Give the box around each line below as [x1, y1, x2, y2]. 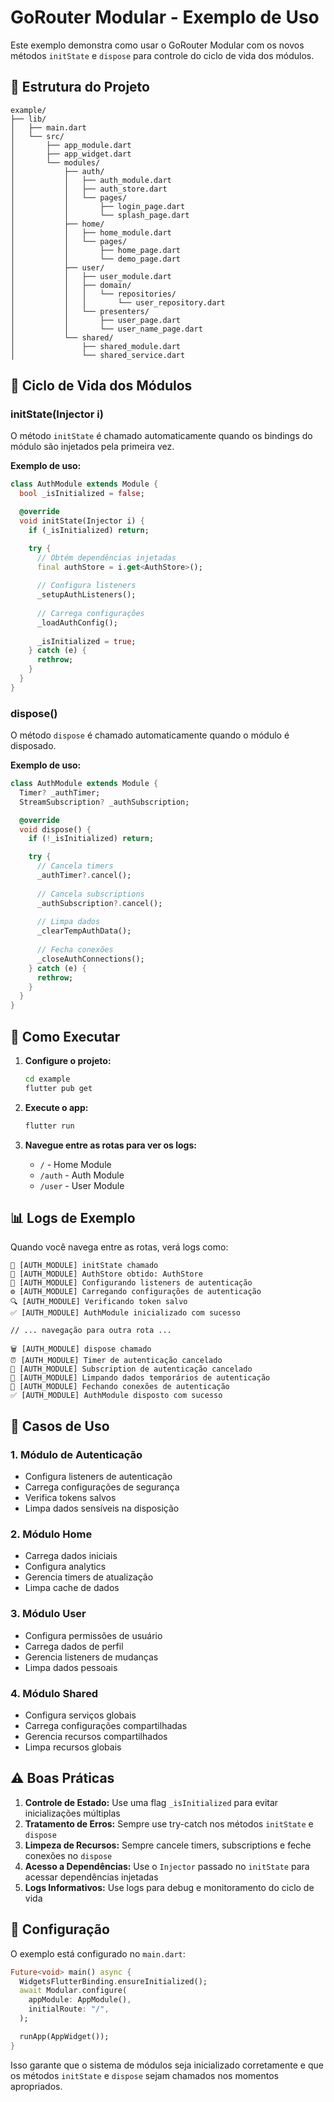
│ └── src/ [10, 131, 65, 141]
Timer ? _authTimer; [19, 787, 101, 798]
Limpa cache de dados [24, 1582, 120, 1594]
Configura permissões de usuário [24, 1629, 163, 1641]
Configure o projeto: [24, 1055, 112, 1067]
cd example [24, 1074, 71, 1085]
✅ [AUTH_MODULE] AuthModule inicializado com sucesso [10, 1308, 241, 1318]
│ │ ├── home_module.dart [10, 227, 172, 238]
